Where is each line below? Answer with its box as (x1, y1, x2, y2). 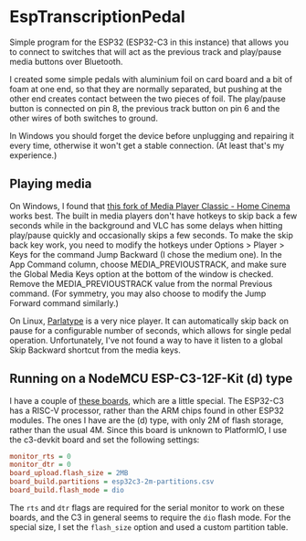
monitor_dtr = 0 (9, 460, 71, 470)
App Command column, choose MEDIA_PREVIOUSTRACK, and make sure (9, 259, 287, 270)
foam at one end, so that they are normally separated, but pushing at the (9, 83, 282, 94)
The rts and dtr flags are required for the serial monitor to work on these (9, 502, 285, 513)
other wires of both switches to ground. (9, 112, 158, 123)
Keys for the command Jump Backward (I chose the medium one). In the (9, 249, 282, 260)
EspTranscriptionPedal (9, 6, 185, 27)
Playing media (9, 176, 92, 192)
